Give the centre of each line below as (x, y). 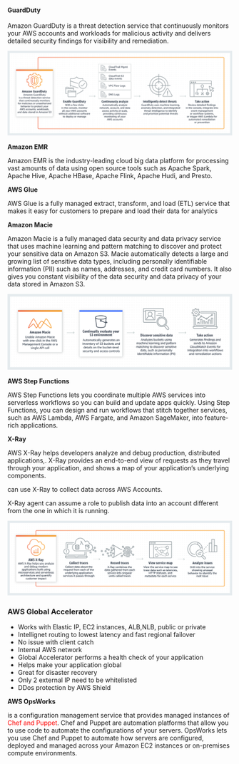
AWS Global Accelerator (50, 611)
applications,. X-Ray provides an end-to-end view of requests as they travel (119, 460)
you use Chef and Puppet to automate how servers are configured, (106, 738)
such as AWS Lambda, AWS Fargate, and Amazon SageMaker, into (105, 418)
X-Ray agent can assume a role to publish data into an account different (113, 503)
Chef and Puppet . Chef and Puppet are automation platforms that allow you (118, 723)
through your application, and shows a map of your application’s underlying (118, 468)
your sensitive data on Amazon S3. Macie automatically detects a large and (118, 254)
